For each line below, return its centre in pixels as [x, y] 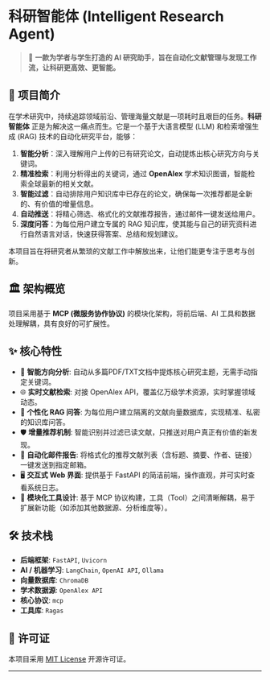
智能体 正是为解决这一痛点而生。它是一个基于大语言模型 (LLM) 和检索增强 [130, 126]
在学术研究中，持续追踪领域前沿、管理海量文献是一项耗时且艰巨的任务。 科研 [135, 116]
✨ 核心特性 [35, 351]
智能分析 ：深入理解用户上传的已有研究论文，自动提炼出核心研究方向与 [136, 153]
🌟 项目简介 [34, 95]
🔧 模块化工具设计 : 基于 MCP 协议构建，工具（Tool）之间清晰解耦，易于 [137, 498]
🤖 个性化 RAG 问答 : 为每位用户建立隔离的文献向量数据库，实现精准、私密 [140, 412]
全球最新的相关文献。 [62, 183]
